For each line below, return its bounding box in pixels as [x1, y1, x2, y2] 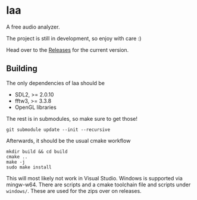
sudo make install [6, 164, 52, 170]
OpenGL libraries [14, 104, 57, 111]
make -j [6, 159, 26, 165]
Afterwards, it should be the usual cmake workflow [6, 137, 131, 144]
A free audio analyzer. [6, 23, 60, 30]
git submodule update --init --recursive [6, 126, 111, 133]
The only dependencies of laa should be [6, 79, 105, 86]
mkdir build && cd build [6, 148, 68, 155]
